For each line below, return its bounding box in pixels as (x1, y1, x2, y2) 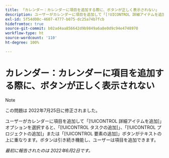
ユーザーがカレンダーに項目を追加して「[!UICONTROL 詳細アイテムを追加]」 (5, 118, 162, 124)
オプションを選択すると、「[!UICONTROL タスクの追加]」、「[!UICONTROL (5, 124, 156, 130)
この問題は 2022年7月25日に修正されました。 (5, 107, 101, 113)
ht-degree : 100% (5, 40, 39, 45)
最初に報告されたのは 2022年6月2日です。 (5, 147, 93, 153)
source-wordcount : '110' (5, 36, 57, 41)
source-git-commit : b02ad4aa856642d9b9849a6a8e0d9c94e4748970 (5, 26, 138, 31)
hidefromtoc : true (5, 21, 44, 27)
